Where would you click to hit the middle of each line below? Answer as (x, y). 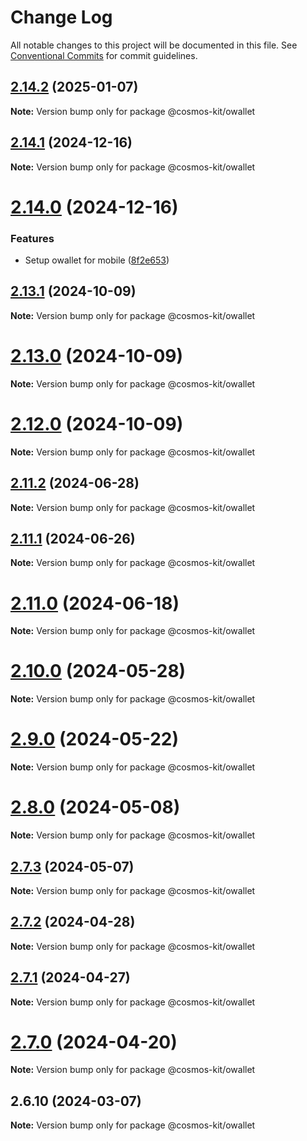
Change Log (61, 17)
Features (32, 238)
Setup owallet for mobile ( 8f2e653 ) (97, 260)
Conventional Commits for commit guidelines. (104, 55)
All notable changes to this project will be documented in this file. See (154, 45)
